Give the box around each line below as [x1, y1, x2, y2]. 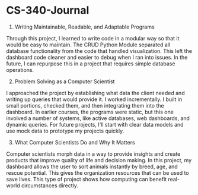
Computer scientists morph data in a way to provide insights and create [6, 150, 181, 158]
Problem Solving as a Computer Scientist [14, 78, 115, 85]
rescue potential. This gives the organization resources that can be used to [6, 169, 189, 176]
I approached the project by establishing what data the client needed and [6, 89, 185, 96]
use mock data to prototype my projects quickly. [6, 127, 124, 134]
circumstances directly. [21, 182, 79, 189]
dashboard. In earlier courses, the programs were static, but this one [6, 108, 174, 115]
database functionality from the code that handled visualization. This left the [6, 47, 193, 54]
